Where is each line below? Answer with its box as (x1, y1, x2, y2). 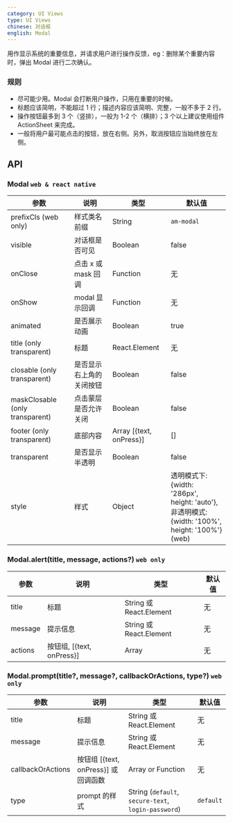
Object (112, 502, 135, 512)
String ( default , (128, 787, 180, 797)
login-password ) (128, 804, 182, 814)
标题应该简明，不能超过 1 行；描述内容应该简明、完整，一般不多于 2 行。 (17, 103, 225, 111)
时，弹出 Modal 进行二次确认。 (7, 58, 96, 67)
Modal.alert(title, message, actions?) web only (7, 555, 165, 564)
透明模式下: (171, 471, 208, 480)
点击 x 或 (74, 259, 103, 268)
